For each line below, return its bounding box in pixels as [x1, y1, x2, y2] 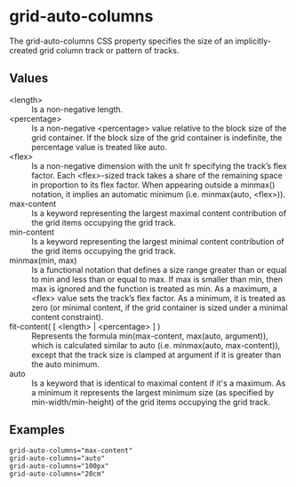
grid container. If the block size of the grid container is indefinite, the [31, 132, 283, 143]
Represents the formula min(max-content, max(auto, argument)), [31, 331, 268, 341]
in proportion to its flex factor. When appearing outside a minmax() [31, 180, 276, 190]
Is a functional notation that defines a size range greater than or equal [31, 264, 287, 275]
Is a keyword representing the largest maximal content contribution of [31, 207, 287, 219]
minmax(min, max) [9, 255, 77, 266]
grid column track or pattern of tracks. [39, 44, 180, 55]
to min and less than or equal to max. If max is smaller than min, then [31, 274, 283, 284]
